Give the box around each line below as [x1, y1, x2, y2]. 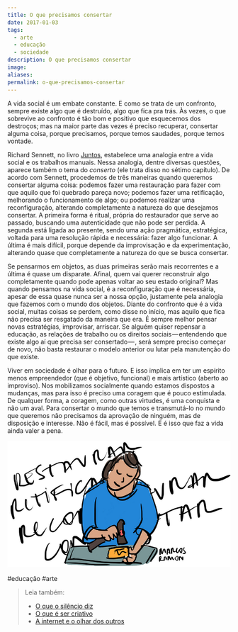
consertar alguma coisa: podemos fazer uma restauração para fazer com [7, 181, 221, 189]
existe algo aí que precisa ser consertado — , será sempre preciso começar [7, 337, 227, 346]
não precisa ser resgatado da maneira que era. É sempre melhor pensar [7, 315, 217, 323]
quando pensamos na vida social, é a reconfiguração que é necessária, [7, 284, 216, 293]
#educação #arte [7, 574, 58, 582]
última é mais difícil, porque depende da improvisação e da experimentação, [7, 241, 231, 249]
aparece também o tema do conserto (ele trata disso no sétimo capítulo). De [7, 165, 230, 174]
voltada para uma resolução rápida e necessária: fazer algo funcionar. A [7, 233, 218, 242]
